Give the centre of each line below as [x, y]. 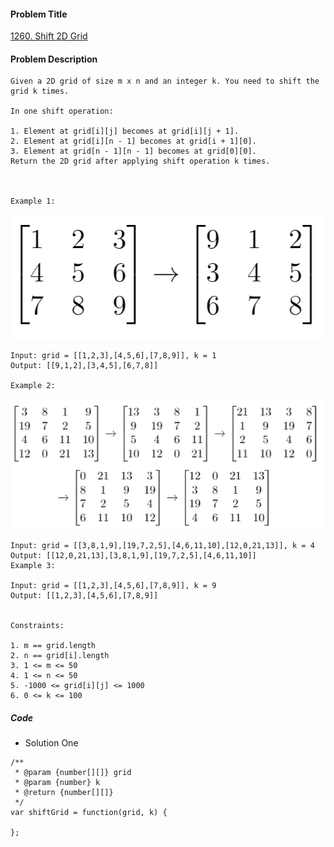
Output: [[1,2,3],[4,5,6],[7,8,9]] [84, 596]
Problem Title [39, 14]
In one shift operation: [62, 111]
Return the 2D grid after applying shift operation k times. [140, 161]
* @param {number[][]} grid [73, 773]
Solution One [51, 743]
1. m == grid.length [53, 646]
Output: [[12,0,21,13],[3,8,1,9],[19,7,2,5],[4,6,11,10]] [133, 556]
